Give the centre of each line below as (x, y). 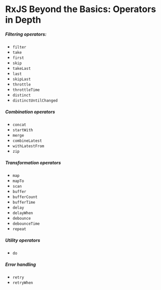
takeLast (22, 69)
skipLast (22, 79)
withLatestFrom (28, 146)
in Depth (23, 20)
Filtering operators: (26, 34)
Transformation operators (33, 162)
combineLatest (27, 141)
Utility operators (23, 240)
